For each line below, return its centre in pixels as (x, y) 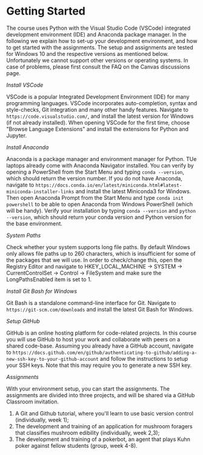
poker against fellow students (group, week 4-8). (76, 445)
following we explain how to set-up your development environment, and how (102, 41)
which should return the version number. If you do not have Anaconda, (95, 178)
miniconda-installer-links (40, 192)
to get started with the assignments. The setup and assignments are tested (100, 47)
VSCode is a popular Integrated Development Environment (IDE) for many (98, 97)
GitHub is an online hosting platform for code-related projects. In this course (101, 333)
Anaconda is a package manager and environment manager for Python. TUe (101, 159)
